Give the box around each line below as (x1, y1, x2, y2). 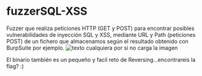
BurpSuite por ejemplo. (6, 44, 65, 51)
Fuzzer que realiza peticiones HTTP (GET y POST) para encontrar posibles (6, 25, 195, 32)
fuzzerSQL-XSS (6, 4, 88, 18)
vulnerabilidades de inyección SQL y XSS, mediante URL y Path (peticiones (6, 31, 196, 38)
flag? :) (6, 63, 24, 70)
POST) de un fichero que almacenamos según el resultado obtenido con (6, 37, 189, 45)
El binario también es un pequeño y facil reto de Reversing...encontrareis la (6, 56, 196, 63)
